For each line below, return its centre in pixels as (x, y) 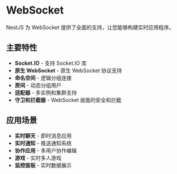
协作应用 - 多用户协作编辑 (46, 150)
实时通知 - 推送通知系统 (43, 143)
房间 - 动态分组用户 (38, 85)
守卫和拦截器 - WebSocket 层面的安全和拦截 (68, 100)
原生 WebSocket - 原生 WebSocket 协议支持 (68, 70)
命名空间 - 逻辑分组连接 (43, 78)
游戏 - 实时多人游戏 (38, 157)
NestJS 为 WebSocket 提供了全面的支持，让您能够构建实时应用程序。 (90, 27)
